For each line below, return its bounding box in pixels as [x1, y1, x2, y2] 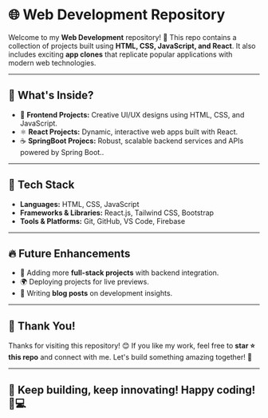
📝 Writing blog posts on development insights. [19, 289, 173, 298]
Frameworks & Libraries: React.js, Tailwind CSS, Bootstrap [19, 208, 214, 217]
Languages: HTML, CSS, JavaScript [19, 199, 140, 209]
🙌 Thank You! [8, 319, 76, 332]
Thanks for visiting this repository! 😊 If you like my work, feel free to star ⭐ [8, 341, 255, 351]
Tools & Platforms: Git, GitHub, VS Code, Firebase [19, 216, 186, 225]
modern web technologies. [8, 58, 97, 67]
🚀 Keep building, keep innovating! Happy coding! [8, 383, 256, 396]
